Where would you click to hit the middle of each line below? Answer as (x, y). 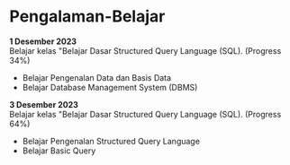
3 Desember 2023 (44, 104)
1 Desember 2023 (43, 41)
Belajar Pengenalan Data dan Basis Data (97, 77)
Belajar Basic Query (59, 151)
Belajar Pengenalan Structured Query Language (111, 141)
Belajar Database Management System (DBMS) (110, 87)
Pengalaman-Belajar (87, 17)
